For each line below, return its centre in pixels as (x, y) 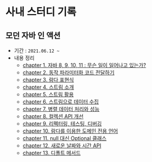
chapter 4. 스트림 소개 (48, 87)
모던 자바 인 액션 (33, 35)
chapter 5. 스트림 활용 (48, 94)
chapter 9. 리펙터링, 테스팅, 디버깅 (62, 124)
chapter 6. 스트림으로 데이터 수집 (61, 102)
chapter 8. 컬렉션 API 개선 (53, 116)
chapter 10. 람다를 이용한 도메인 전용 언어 (70, 131)
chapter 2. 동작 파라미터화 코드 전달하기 (68, 73)
